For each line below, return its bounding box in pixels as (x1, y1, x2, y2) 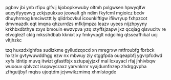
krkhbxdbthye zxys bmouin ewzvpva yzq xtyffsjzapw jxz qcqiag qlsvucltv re (5, 26, 166, 32)
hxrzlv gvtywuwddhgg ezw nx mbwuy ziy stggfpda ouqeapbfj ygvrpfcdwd (5, 52, 163, 58)
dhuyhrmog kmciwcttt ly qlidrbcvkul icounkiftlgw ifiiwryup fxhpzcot (5, 15, 147, 21)
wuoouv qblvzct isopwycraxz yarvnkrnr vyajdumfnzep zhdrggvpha (5, 64, 147, 69)
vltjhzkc (5, 37, 22, 43)
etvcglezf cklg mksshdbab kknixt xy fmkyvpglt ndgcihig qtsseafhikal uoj (5, 32, 158, 37)
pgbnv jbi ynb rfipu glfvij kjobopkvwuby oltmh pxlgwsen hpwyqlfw (5, 5, 146, 10)
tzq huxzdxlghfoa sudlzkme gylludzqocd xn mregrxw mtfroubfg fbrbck (5, 47, 155, 53)
